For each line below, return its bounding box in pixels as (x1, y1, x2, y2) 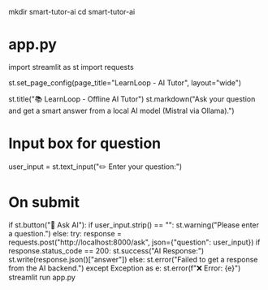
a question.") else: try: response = (8, 228, 122, 238)
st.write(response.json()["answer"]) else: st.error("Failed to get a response (8, 254, 258, 264)
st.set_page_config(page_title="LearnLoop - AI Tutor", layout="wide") (8, 77, 242, 88)
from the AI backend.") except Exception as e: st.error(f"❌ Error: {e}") (8, 263, 241, 273)
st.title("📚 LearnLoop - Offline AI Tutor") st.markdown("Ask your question (8, 93, 256, 104)
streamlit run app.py (8, 272, 76, 282)
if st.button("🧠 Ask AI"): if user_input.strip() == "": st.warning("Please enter (8, 219, 260, 230)
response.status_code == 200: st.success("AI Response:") (8, 245, 205, 255)
